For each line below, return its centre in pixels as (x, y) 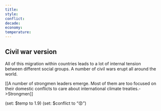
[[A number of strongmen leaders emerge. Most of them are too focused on (81, 83)
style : (12, 14)
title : (12, 9)
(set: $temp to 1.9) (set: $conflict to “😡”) (46, 103)
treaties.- (132, 89)
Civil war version (31, 52)
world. (11, 74)
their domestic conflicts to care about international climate (63, 89)
